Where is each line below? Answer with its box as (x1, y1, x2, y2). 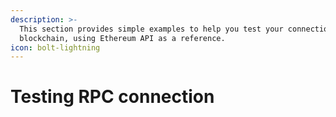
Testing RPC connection (10, 86, 215, 108)
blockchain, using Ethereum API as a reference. (19, 33, 226, 43)
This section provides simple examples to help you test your (19, 24, 284, 34)
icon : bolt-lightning (10, 42, 101, 53)
